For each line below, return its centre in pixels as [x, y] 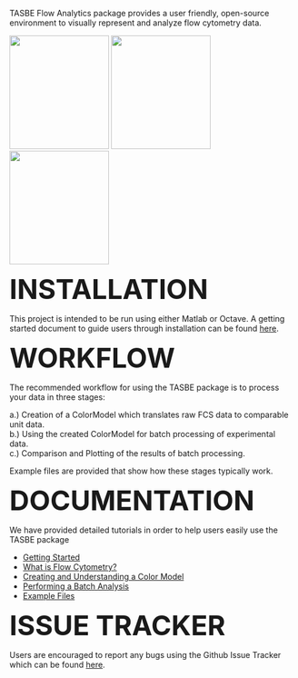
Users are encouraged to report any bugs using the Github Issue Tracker [145, 655]
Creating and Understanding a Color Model [103, 577]
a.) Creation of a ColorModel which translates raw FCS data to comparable [149, 414]
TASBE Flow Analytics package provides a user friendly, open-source [139, 13]
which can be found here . [58, 664]
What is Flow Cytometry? [70, 567]
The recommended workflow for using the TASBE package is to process [144, 387]
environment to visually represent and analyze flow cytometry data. [135, 23]
